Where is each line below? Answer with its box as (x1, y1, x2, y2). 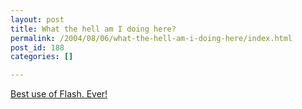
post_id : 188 (10, 42, 65, 53)
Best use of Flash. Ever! (10, 88, 108, 100)
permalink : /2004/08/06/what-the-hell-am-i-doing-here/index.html (10, 33, 293, 43)
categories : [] (10, 52, 74, 62)
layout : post (10, 14, 65, 25)
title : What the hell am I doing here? (10, 24, 177, 34)
